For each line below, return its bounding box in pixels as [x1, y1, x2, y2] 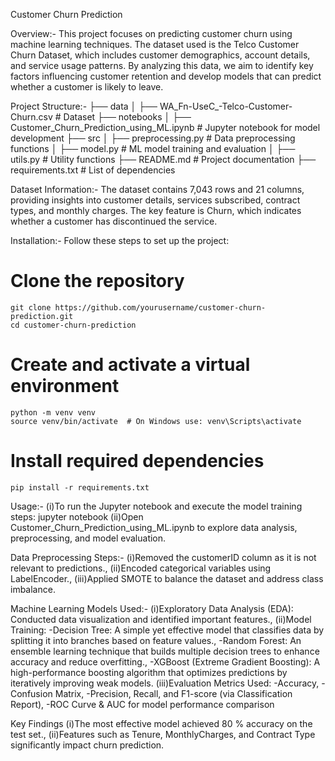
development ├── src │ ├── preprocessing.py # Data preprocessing [10, 132, 296, 144]
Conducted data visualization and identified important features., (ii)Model [10, 613, 312, 625]
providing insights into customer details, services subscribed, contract [10, 194, 301, 206]
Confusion [10, 687, 53, 699]
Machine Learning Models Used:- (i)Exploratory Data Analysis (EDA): [10, 602, 294, 614]
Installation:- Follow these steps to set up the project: [10, 235, 230, 246]
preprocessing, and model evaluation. [10, 532, 167, 544]
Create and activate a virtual [10, 354, 251, 376]
